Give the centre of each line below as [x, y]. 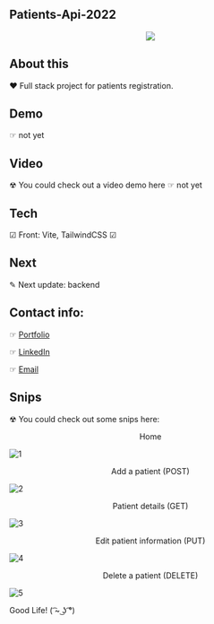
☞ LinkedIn [30, 351]
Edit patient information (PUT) [150, 541]
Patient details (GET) [150, 506]
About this [39, 64]
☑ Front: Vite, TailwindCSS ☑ [63, 235]
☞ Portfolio [30, 334]
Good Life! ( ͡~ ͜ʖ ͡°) [43, 610]
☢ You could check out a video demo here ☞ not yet [106, 185]
